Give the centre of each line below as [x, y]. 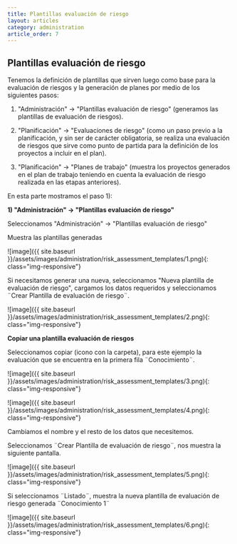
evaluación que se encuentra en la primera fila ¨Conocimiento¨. [101, 360]
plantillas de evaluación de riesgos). [70, 117]
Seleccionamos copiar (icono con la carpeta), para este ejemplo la [105, 352]
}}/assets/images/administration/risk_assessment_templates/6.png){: [109, 525]
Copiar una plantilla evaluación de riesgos [71, 338]
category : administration [46, 27]
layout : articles [33, 21]
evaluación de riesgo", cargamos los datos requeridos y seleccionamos [112, 288]
